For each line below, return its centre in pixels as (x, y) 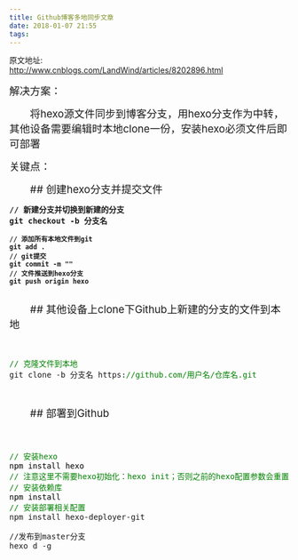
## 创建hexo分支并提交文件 (96, 190)
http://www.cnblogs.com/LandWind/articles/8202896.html (116, 70)
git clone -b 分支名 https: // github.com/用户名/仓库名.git (133, 375)
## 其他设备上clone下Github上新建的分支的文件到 (150, 310)
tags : (19, 34)
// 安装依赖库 (36, 488)
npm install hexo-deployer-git (77, 517)
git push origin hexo (49, 282)
